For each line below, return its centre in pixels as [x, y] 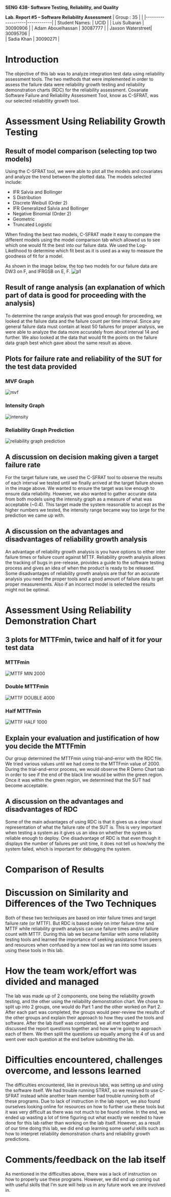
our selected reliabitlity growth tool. [42, 101]
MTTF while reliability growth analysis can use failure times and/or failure [82, 929]
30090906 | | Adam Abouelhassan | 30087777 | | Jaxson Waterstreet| [79, 28]
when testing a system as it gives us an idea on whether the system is [78, 832]
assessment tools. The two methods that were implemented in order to [79, 79]
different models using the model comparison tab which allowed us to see [83, 240]
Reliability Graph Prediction [40, 430]
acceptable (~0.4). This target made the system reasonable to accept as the [85, 504]
